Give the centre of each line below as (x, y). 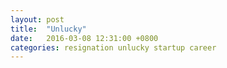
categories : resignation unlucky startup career (113, 47)
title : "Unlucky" (48, 29)
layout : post (37, 19)
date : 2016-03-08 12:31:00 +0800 (84, 38)
